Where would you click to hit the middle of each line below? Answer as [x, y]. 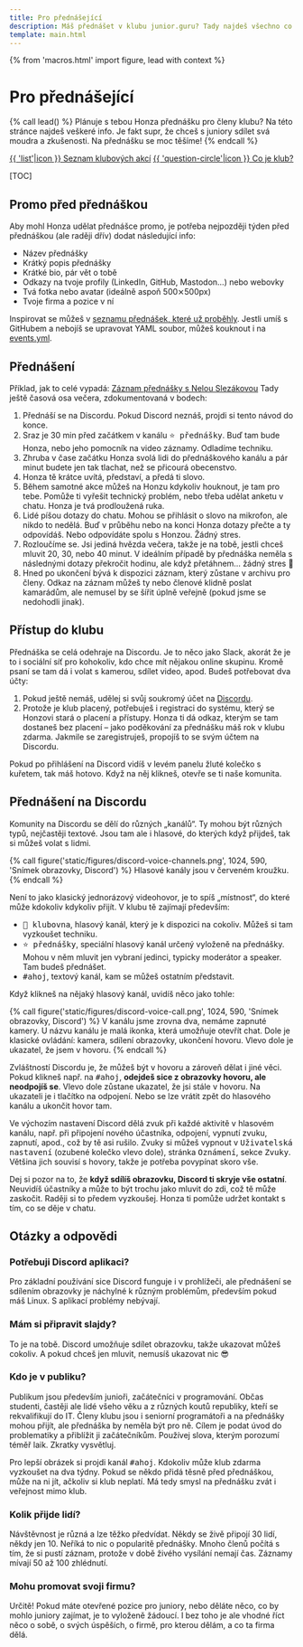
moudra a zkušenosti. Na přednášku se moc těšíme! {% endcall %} [134, 141]
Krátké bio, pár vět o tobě [69, 273]
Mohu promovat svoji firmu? [73, 1586]
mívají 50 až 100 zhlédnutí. [59, 1563]
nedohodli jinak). [53, 601]
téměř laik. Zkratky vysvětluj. [63, 1445]
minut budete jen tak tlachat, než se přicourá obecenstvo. [129, 467]
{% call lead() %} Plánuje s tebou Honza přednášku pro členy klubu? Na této [151, 122]
